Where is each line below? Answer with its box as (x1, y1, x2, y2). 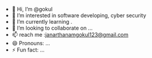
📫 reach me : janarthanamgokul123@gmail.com (11, 31, 129, 38)
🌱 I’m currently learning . (11, 18, 73, 25)
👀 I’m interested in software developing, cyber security (11, 12, 147, 19)
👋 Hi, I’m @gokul (11, 6, 52, 12)
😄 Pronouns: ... (11, 40, 51, 47)
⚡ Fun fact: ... (11, 46, 45, 53)
